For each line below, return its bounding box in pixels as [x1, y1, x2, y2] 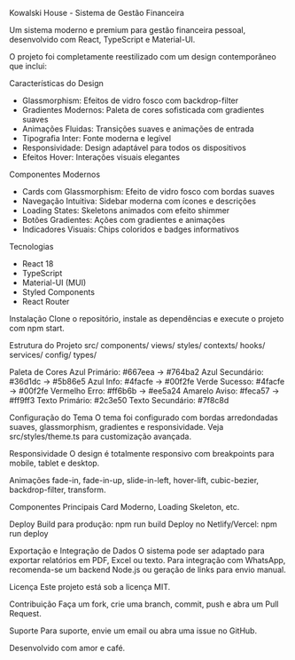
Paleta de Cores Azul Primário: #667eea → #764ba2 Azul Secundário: [9, 367, 264, 377]
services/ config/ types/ [9, 350, 97, 360]
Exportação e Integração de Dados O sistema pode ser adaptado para [9, 545, 265, 556]
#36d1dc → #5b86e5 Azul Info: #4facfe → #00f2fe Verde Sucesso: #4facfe [9, 377, 285, 386]
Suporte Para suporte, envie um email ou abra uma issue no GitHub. [9, 625, 258, 636]
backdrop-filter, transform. [9, 484, 106, 495]
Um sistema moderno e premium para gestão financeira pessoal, [9, 25, 246, 35]
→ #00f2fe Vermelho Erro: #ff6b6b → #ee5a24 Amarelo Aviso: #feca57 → [9, 386, 280, 396]
